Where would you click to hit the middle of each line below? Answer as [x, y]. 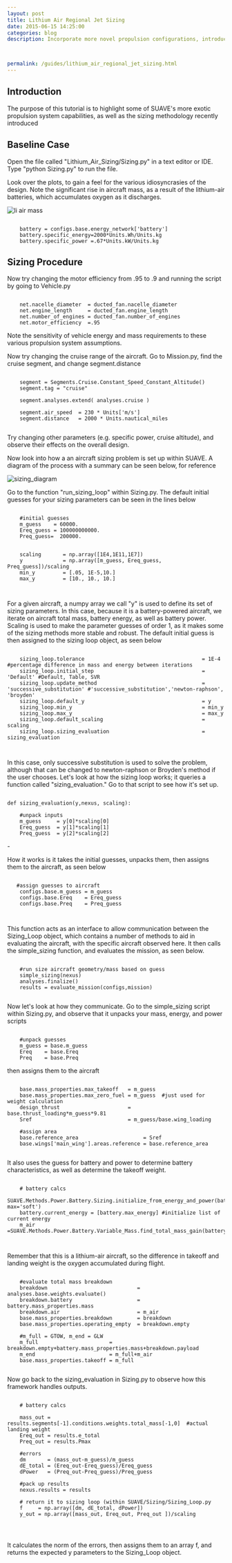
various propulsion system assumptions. [65, 343]
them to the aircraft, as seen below [57, 867]
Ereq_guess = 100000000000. [60, 530]
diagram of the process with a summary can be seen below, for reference [112, 466]
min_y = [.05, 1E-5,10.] [68, 573]
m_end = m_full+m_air [86, 1354]
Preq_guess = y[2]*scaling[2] [65, 834]
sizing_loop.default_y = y [116, 702]
